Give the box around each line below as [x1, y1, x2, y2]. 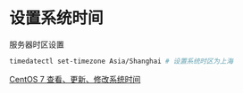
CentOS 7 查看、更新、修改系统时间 [9, 74, 141, 84]
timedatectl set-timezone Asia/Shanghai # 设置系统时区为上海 [9, 57, 234, 66]
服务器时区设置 [9, 39, 64, 50]
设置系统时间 [9, 8, 105, 28]
